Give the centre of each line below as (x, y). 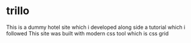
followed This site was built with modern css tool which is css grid (87, 33)
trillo (18, 11)
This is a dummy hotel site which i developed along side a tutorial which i (96, 27)
